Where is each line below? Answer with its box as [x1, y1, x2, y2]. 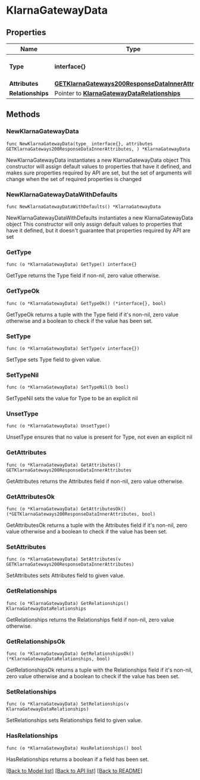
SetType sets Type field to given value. [6, 355, 101, 363]
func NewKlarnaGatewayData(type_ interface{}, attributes [6, 141, 153, 146]
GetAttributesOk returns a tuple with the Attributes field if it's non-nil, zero [6, 522, 187, 529]
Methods [6, 110, 40, 120]
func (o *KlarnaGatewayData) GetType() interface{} [6, 261, 137, 268]
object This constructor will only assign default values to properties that [6, 220, 183, 227]
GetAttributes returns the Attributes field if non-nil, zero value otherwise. [6, 478, 184, 485]
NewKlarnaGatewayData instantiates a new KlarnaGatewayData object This [6, 156, 190, 164]
